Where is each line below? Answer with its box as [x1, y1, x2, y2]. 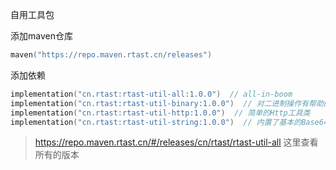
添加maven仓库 [10, 30, 73, 42]
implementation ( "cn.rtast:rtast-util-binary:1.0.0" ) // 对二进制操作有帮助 [10, 98, 324, 108]
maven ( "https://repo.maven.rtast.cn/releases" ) [10, 50, 213, 60]
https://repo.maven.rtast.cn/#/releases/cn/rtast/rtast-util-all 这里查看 [34, 136, 319, 148]
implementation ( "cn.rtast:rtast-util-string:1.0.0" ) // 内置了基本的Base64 [10, 117, 329, 127]
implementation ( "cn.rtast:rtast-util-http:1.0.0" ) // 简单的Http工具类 [10, 108, 311, 118]
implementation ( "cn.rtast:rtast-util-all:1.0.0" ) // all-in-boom [10, 89, 293, 99]
